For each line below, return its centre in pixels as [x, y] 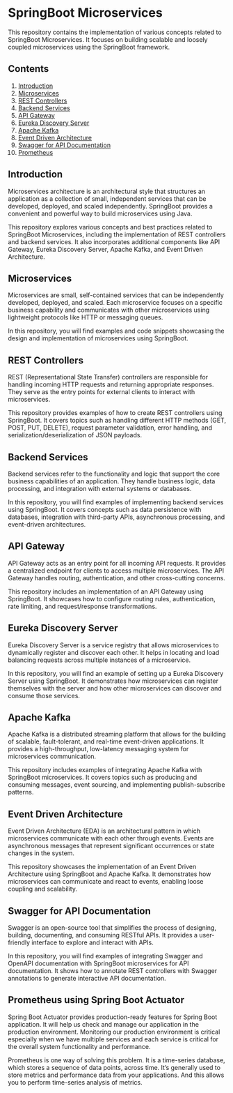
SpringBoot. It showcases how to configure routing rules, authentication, [112, 598]
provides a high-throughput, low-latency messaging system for [98, 749]
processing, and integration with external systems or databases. [100, 489]
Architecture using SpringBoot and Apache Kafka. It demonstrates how [110, 874]
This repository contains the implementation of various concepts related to [115, 32]
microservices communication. [52, 756]
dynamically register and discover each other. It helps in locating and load [114, 652]
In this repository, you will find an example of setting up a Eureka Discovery [116, 673]
